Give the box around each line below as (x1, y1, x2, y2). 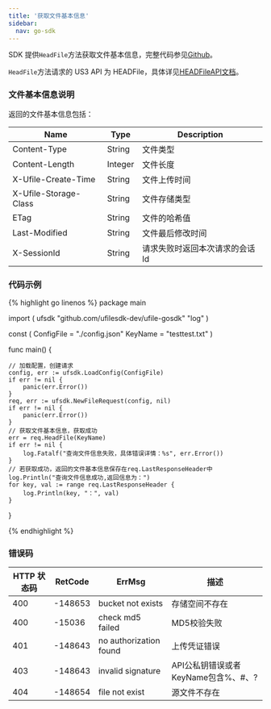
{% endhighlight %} (8, 526, 74, 536)
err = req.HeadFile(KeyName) (8, 433, 106, 442)
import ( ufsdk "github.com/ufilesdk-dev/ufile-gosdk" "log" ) (8, 313, 209, 323)
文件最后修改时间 (142, 227, 207, 239)
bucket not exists (98, 598, 164, 609)
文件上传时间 (142, 174, 191, 186)
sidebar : (8, 19, 38, 27)
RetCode (55, 576, 90, 587)
